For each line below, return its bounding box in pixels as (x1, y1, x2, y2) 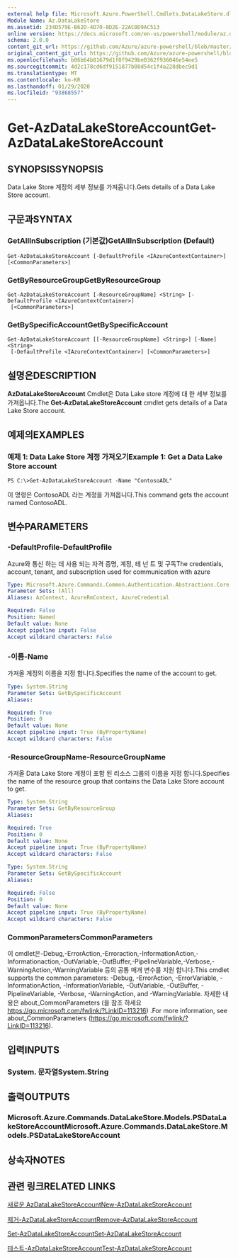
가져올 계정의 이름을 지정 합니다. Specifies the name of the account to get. (7, 669, 217, 677)
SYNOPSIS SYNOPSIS (7, 163, 104, 175)
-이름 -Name (7, 651, 49, 661)
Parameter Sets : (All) (7, 587, 74, 595)
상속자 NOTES (7, 1154, 66, 1166)
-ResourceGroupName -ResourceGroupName (7, 752, 166, 762)
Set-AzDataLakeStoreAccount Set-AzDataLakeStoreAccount (7, 1230, 182, 1238)
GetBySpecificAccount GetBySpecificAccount (7, 320, 169, 330)
